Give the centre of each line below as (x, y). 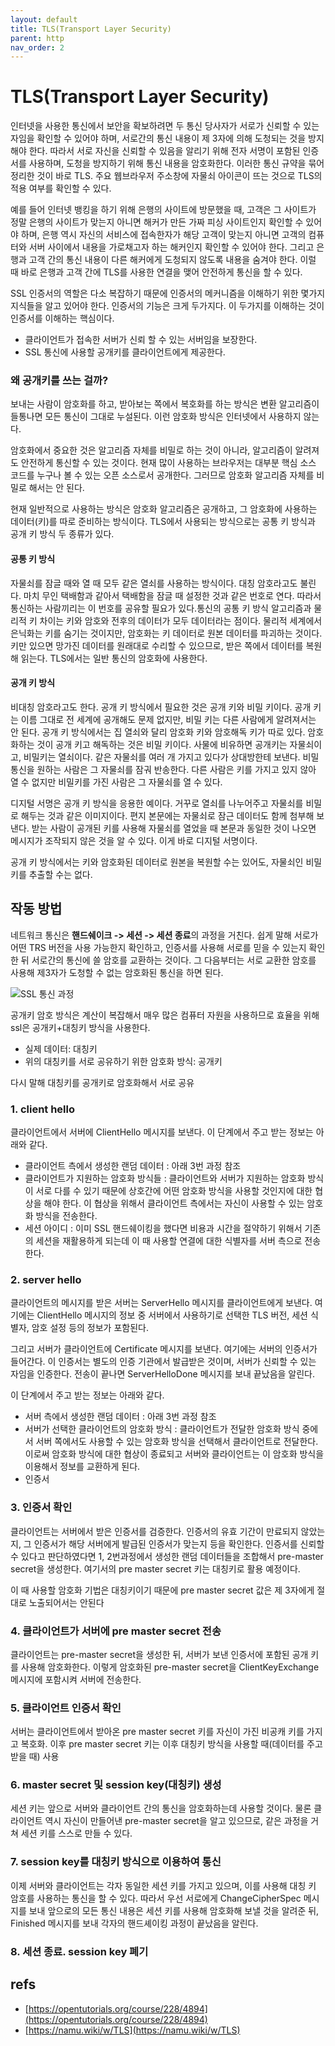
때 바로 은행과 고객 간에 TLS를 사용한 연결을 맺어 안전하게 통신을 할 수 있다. (156, 272)
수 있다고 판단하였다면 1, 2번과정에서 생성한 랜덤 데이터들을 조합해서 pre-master (167, 1556)
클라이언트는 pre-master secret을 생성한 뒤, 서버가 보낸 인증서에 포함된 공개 (159, 1654)
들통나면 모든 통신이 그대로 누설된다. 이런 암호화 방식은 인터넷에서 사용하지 (156, 417)
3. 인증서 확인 (41, 1508)
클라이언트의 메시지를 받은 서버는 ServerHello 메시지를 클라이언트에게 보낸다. (161, 1303)
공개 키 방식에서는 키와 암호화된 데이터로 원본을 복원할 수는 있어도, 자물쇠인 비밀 (166, 862)
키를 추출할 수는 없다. (51, 874)
